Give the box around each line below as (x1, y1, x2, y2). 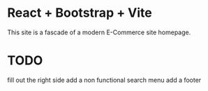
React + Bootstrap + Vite (7, 5, 152, 21)
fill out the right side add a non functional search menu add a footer (7, 76, 202, 84)
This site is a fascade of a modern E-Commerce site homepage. (7, 28, 191, 36)
